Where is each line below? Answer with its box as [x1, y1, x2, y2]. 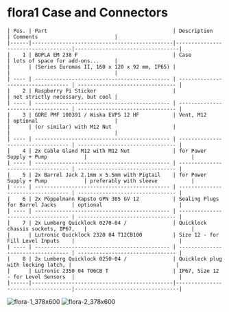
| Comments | [7, 33, 118, 40]
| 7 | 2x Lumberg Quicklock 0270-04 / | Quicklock [7, 219, 207, 226]
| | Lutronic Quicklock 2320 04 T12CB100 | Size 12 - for [7, 231, 219, 238]
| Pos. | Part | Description [7, 27, 213, 34]
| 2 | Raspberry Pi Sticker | [7, 87, 176, 94]
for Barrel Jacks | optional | [7, 201, 183, 208]
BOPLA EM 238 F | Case [34, 51, 192, 58]
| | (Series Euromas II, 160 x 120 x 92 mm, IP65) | [7, 63, 176, 70]
